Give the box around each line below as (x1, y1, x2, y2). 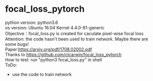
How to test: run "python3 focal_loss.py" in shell (5, 57, 102, 62)
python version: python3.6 (5, 20, 58, 25)
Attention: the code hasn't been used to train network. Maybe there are (5, 36, 148, 42)
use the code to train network (12, 71, 72, 77)
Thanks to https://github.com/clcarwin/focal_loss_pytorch (5, 51, 122, 57)
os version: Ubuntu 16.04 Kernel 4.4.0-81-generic (5, 24, 105, 30)
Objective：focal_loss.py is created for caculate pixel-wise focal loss (5, 30, 144, 36)
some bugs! (5, 41, 29, 47)
